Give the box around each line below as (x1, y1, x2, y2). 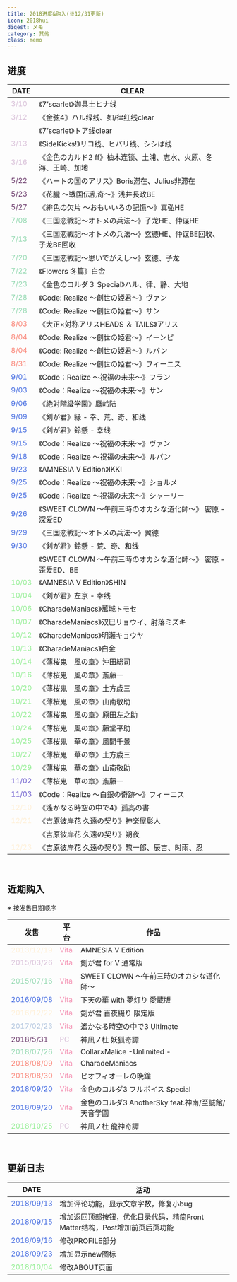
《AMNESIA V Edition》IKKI (38, 464, 122, 474)
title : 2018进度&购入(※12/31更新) (7, 10, 104, 18)
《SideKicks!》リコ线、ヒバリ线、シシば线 (38, 139, 172, 148)
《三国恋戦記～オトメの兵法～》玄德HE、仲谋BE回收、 (38, 229, 220, 239)
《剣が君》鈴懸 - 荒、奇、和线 (38, 541, 140, 551)
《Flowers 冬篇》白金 (38, 266, 106, 276)
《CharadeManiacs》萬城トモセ (38, 604, 138, 614)
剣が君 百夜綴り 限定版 (80, 1008, 155, 1018)
